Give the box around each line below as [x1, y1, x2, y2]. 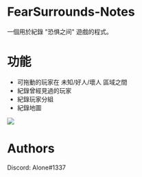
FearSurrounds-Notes [7, 4, 135, 20]
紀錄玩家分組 [16, 95, 54, 103]
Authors [7, 141, 55, 156]
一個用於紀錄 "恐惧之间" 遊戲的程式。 [7, 27, 113, 36]
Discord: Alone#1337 [7, 163, 67, 172]
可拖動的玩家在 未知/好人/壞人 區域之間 [16, 78, 128, 86]
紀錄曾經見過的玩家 [16, 86, 72, 94]
